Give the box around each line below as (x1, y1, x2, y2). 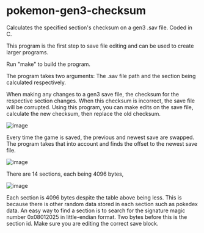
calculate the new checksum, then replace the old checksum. (6, 110, 161, 117)
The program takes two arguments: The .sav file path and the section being (6, 72, 196, 79)
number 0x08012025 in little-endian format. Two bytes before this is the (6, 213, 188, 220)
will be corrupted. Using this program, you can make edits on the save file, (6, 103, 194, 110)
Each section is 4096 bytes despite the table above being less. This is (6, 193, 182, 201)
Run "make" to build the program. (6, 60, 90, 68)
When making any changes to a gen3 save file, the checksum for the (6, 90, 180, 98)
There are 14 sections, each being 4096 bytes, (6, 170, 124, 177)
